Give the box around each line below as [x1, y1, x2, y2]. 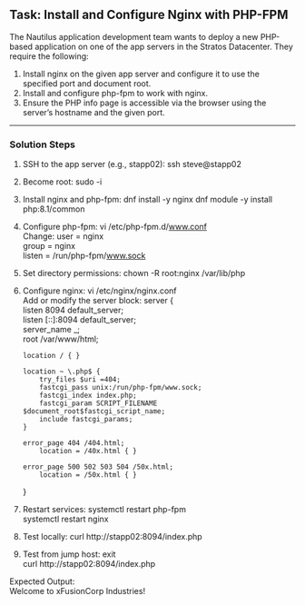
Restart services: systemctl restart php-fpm [22, 504, 186, 515]
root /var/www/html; [22, 333, 99, 344]
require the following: [9, 50, 89, 62]
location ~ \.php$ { [22, 367, 101, 376]
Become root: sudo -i [22, 176, 103, 187]
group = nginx [22, 241, 75, 252]
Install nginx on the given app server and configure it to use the [22, 68, 261, 79]
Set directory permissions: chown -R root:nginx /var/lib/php [22, 268, 246, 279]
